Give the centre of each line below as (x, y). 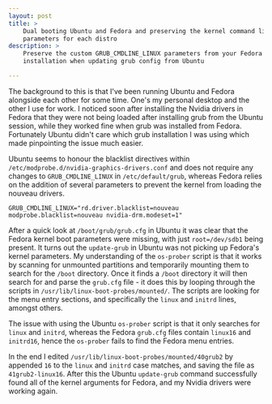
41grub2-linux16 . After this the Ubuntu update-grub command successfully (133, 373)
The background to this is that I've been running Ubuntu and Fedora (121, 91)
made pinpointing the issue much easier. (76, 143)
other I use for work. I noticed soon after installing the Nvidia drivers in (126, 108)
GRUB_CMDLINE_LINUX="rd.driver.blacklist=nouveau (94, 208)
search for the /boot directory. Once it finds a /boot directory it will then (128, 273)
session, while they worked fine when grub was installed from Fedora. (125, 126)
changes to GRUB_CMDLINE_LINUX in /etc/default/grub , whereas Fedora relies (136, 176)
